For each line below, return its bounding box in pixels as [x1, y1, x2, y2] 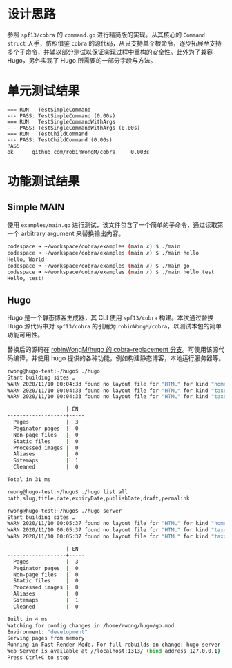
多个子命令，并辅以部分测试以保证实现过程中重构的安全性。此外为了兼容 [7, 48, 213, 56]
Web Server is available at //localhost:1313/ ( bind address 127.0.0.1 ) [7, 648, 221, 655]
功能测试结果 [7, 174, 81, 190]
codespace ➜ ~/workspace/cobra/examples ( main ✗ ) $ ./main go [7, 262, 190, 269]
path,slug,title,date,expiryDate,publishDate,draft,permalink [7, 495, 190, 502]
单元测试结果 [7, 83, 81, 99]
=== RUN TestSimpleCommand [7, 106, 91, 113]
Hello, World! [7, 256, 48, 263]
